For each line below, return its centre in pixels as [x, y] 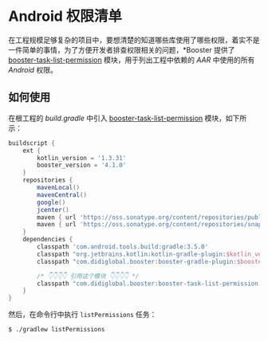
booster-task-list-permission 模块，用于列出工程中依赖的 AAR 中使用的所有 [132, 60]
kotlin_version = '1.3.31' [82, 158]
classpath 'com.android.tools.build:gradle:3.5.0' [123, 247]
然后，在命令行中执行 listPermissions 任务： [83, 315]
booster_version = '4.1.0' [82, 165]
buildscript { [32, 143]
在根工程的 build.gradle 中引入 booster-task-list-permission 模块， [117, 118]
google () [51, 202]
